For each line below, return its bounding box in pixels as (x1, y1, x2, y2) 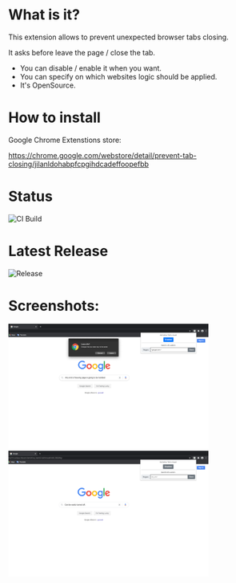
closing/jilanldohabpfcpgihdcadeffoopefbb (8, 159, 150, 169)
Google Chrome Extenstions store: (8, 135, 122, 145)
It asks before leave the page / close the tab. (8, 47, 156, 57)
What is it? (8, 6, 81, 24)
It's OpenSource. (19, 80, 76, 90)
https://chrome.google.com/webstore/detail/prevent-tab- (8, 150, 198, 160)
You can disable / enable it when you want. (19, 63, 162, 73)
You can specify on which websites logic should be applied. (19, 71, 218, 81)
